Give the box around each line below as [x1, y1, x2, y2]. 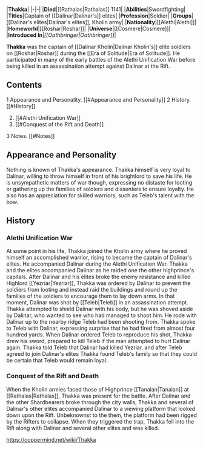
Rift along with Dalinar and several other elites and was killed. [6, 424, 159, 431]
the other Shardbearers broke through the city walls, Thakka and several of [6, 398, 194, 405]
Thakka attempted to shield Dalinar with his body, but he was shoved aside [6, 306, 193, 313]
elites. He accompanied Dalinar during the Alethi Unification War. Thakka [6, 260, 188, 267]
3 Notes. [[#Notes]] [6, 132, 55, 139]
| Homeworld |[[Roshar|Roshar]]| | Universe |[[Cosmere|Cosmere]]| [6, 25, 171, 32]
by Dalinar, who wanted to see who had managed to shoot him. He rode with [6, 312, 197, 319]
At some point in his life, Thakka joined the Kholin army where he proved [6, 247, 187, 255]
